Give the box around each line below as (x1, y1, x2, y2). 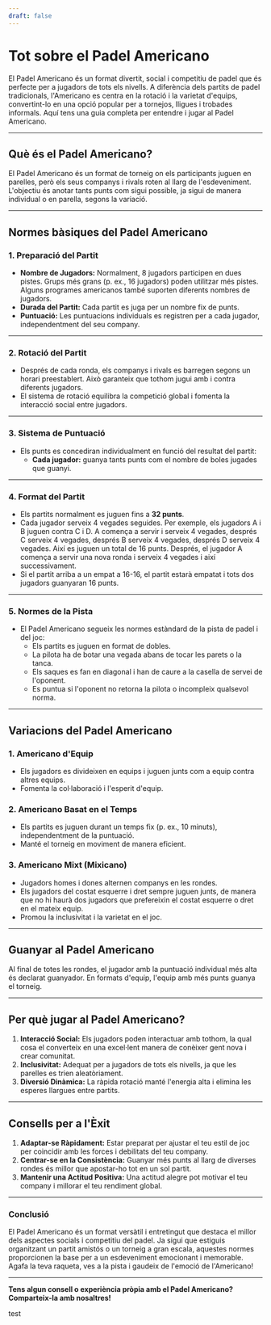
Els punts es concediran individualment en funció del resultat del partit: (19, 446, 256, 456)
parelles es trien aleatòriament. (19, 1068, 123, 1079)
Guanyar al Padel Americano (8, 943, 155, 957)
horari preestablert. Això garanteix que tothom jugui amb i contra (19, 374, 236, 384)
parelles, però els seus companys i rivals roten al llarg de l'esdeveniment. (8, 177, 252, 187)
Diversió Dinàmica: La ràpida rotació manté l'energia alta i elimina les (19, 1077, 252, 1087)
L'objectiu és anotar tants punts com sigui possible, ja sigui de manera (8, 186, 242, 196)
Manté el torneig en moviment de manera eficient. (19, 839, 186, 849)
